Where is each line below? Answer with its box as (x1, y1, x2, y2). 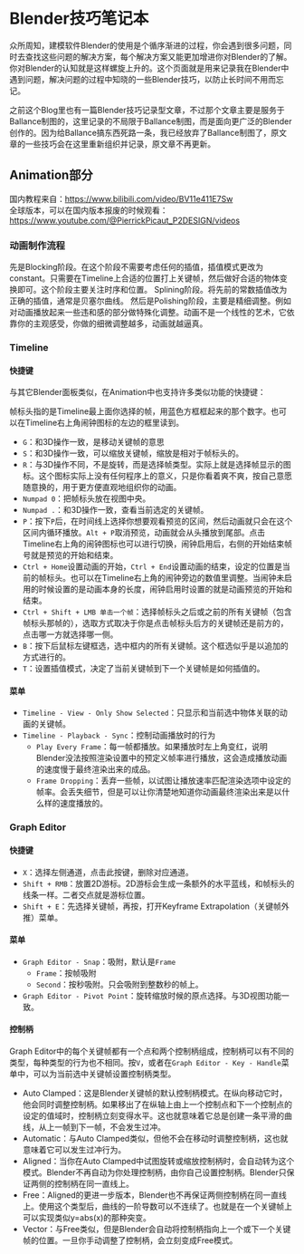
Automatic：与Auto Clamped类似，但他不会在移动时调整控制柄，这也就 (22, 1133, 289, 1143)
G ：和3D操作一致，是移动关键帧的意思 (22, 437, 165, 448)
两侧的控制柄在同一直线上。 (30, 1178, 134, 1189)
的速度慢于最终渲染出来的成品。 (35, 764, 156, 775)
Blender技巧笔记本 (9, 8, 149, 29)
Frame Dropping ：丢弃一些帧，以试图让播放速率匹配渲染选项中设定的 (35, 776, 291, 786)
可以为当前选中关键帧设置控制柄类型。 (33, 1068, 176, 1079)
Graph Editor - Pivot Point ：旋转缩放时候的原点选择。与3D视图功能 (22, 989, 282, 1001)
